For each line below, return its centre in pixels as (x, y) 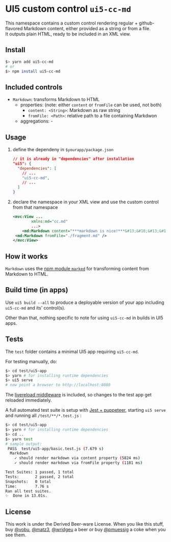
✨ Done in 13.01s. (26, 496)
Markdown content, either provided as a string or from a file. (87, 28)
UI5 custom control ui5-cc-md (68, 9)
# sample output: (24, 444)
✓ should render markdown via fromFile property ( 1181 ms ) (79, 463)
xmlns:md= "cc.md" (50, 221)
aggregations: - (36, 121)
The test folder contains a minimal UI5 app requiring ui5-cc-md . (72, 351)
